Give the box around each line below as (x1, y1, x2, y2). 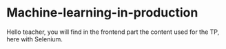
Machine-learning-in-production (6, 5, 198, 21)
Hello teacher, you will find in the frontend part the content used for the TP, (6, 28, 220, 36)
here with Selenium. (6, 35, 63, 43)
